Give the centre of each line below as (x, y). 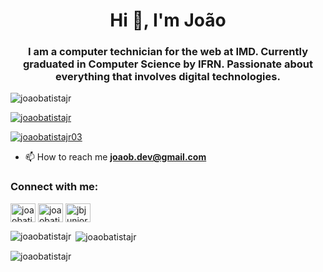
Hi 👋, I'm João (168, 20)
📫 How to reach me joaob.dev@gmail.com (115, 157)
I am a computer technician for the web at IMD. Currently (167, 52)
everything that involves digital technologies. (168, 77)
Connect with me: (54, 187)
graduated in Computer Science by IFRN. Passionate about (168, 64)
